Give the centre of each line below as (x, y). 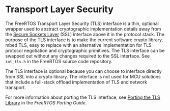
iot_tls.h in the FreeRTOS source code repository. (59, 61)
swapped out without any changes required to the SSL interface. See (78, 56)
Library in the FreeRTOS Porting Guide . (46, 102)
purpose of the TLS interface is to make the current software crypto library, (84, 40)
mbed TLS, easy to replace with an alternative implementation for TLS (78, 45)
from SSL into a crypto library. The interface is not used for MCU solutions (83, 76)
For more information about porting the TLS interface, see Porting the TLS (83, 97)
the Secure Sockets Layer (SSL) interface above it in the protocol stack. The (85, 34)
